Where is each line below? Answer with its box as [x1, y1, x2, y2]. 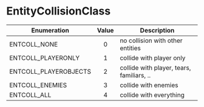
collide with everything [120, 91, 185, 99]
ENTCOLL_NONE [9, 40, 58, 48]
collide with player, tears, [120, 63, 191, 72]
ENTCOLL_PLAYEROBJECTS [9, 67, 92, 76]
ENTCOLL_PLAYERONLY [9, 53, 80, 62]
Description [140, 26, 175, 34]
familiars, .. [120, 71, 151, 79]
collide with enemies [120, 80, 178, 89]
